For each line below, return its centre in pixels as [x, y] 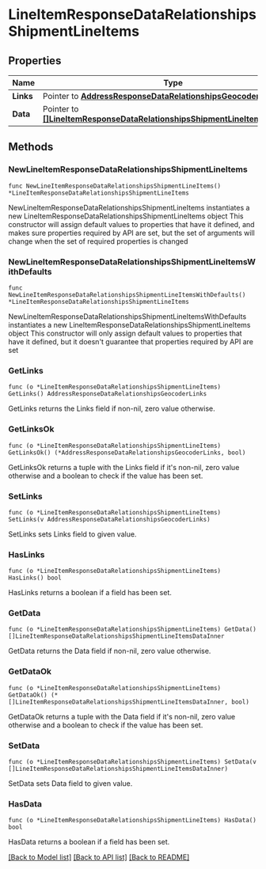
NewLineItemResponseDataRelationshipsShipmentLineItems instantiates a [129, 207]
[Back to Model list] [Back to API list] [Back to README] [99, 857]
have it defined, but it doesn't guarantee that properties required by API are [131, 341]
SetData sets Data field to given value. [70, 784]
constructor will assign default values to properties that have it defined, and [131, 224]
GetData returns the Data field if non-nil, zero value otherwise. [110, 651]
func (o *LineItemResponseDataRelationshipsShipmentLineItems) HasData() [133, 821]
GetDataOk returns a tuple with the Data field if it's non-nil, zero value [122, 716]
